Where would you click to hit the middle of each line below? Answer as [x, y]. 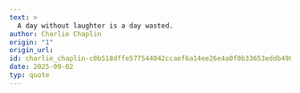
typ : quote [29, 75]
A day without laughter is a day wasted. [96, 26]
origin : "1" [31, 42]
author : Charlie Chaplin [55, 34]
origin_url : [31, 50]
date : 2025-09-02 [42, 67]
